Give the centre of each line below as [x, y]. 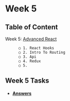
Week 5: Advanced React [31, 39]
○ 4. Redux [30, 61]
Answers [22, 93]
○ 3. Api [27, 57]
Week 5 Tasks [27, 81]
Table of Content [32, 27]
